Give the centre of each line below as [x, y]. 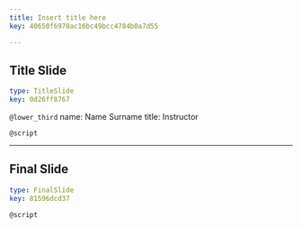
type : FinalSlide [42, 190]
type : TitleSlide [42, 91]
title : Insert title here [58, 18]
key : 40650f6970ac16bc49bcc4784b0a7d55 [84, 26]
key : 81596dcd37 [40, 198]
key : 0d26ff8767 [40, 100]
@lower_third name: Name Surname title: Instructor [104, 117]
